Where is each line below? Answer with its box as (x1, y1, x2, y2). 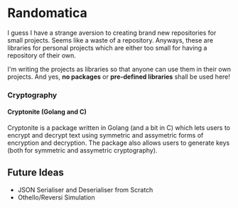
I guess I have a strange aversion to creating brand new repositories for (7, 28, 217, 37)
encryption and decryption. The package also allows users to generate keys (7, 138, 230, 147)
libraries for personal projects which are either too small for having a (7, 43, 207, 52)
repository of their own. (7, 51, 77, 60)
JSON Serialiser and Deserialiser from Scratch (17, 185, 153, 194)
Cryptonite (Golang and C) (7, 108, 87, 116)
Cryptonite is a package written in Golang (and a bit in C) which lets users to (7, 124, 231, 132)
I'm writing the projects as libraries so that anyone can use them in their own (7, 65, 231, 73)
